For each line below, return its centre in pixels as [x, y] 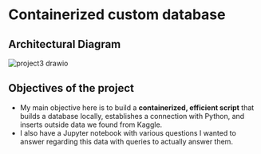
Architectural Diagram [65, 44]
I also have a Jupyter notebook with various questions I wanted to [128, 132]
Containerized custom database [117, 15]
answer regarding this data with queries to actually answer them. [127, 141]
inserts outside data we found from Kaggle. [91, 124]
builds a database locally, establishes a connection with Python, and [132, 116]
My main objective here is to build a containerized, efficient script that [137, 107]
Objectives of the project [71, 88]
